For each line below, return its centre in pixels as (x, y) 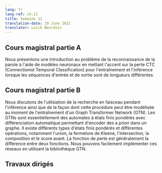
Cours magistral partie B (43, 90)
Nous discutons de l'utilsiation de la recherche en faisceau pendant (73, 102)
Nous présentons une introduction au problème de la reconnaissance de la (80, 59)
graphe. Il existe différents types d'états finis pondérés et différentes (74, 128)
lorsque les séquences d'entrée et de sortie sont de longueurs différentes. (80, 75)
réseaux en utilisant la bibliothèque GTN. (46, 149)
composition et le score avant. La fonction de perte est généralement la (77, 138)
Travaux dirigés (29, 164)
